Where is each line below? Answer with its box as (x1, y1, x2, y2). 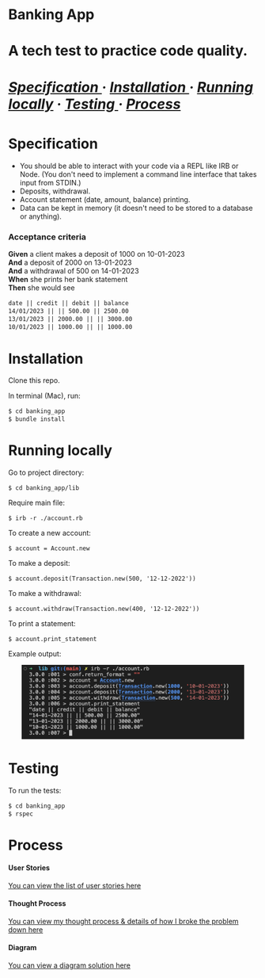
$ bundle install (8, 415, 66, 423)
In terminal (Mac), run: (8, 391, 81, 401)
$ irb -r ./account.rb (8, 514, 83, 522)
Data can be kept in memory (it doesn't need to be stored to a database (19, 204, 253, 213)
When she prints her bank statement (8, 275, 128, 285)
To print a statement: (8, 619, 77, 628)
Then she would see (8, 283, 75, 292)
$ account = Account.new (8, 544, 90, 552)
